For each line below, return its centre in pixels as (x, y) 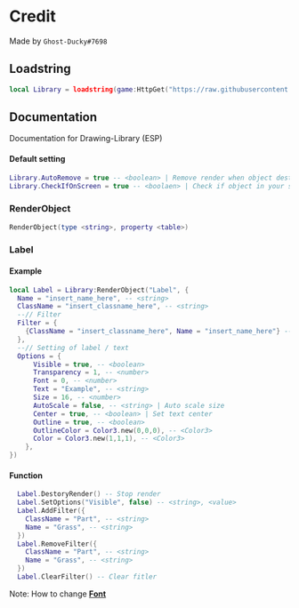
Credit (32, 16)
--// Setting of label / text (73, 348)
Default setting (37, 159)
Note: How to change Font (58, 594)
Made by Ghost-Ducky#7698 (58, 41)
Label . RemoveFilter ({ (57, 544)
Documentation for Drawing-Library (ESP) (86, 139)
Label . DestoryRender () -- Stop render (89, 494)
